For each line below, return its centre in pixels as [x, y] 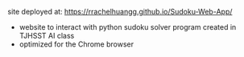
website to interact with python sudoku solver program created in [128, 27]
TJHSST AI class [47, 36]
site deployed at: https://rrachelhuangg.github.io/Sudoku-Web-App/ [120, 12]
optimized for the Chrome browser [77, 44]
